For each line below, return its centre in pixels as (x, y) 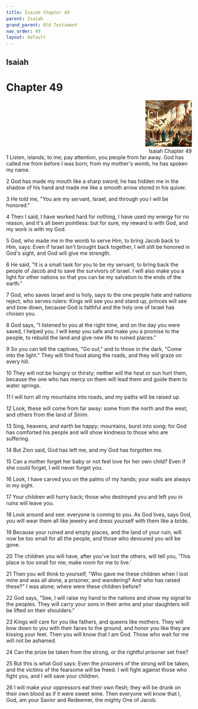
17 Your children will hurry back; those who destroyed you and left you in (94, 497)
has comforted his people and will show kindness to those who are (87, 432)
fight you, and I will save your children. (53, 676)
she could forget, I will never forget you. (55, 468)
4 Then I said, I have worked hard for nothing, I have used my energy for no (98, 217)
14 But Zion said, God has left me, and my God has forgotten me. (85, 450)
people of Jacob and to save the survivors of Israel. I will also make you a (95, 271)
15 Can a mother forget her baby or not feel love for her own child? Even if (96, 462)
